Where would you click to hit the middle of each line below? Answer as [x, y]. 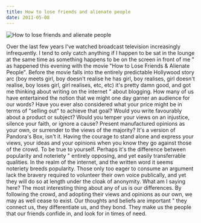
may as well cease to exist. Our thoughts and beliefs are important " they [97, 201]
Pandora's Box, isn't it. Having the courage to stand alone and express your [100, 136]
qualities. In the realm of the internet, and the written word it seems [90, 162]
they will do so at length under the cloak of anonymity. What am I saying [96, 181]
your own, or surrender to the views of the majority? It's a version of [91, 130]
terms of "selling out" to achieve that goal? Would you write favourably [94, 111]
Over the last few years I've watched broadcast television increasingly [94, 47]
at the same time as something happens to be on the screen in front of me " [101, 59]
